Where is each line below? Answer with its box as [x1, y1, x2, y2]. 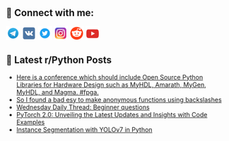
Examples [16, 118, 45, 126]
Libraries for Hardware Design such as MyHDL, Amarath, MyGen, [16, 80, 206, 89]
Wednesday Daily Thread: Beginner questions [16, 103, 150, 111]
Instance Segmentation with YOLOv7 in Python [16, 125, 153, 134]
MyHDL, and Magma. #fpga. [16, 87, 99, 96]
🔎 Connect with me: [6, 7, 94, 19]
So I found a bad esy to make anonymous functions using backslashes [16, 95, 223, 104]
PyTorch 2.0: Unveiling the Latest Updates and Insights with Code [16, 110, 208, 118]
